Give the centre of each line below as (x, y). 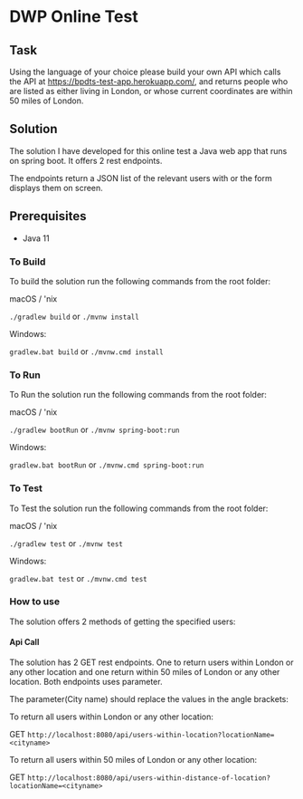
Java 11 (36, 238)
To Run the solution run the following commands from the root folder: (138, 395)
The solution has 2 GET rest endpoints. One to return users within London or (151, 662)
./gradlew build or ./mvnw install (75, 316)
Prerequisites (48, 216)
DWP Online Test (74, 17)
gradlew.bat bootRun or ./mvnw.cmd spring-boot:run (107, 465)
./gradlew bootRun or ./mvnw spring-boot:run (95, 430)
